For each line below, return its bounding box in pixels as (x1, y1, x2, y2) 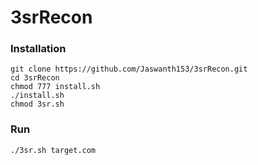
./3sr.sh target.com (10, 145, 97, 155)
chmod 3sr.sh (10, 99, 65, 110)
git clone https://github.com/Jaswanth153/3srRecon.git (10, 64, 248, 75)
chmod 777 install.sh (10, 82, 101, 92)
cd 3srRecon (10, 73, 60, 83)
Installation (10, 42, 67, 56)
